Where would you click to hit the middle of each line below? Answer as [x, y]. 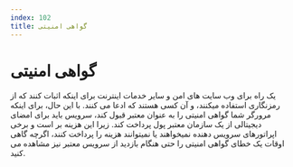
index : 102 [31, 18]
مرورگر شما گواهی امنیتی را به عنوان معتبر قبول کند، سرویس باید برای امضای [141, 115]
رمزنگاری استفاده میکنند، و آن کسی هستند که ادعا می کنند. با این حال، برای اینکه [146, 106]
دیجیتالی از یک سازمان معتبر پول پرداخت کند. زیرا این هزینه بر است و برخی [136, 125]
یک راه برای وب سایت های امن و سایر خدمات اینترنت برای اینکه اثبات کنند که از [143, 96]
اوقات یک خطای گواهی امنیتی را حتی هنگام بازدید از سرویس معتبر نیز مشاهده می [147, 144]
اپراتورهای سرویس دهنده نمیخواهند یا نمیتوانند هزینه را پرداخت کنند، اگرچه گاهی [144, 134]
